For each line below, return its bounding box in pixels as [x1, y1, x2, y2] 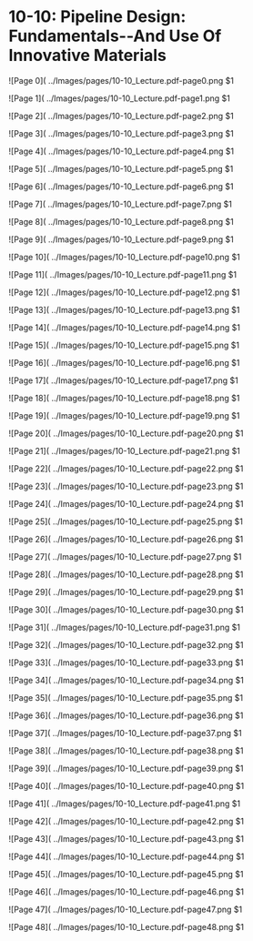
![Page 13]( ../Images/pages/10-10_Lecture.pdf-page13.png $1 [8, 304, 240, 315]
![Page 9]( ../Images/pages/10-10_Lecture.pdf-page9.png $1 [8, 234, 234, 245]
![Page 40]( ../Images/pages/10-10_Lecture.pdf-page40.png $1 [8, 780, 245, 791]
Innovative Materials [8, 46, 167, 66]
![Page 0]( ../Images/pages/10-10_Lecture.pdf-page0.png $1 [8, 75, 234, 86]
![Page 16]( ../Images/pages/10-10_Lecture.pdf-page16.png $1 [8, 357, 240, 368]
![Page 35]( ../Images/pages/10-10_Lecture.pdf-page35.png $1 [8, 692, 243, 703]
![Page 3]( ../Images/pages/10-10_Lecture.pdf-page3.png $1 [8, 127, 234, 138]
